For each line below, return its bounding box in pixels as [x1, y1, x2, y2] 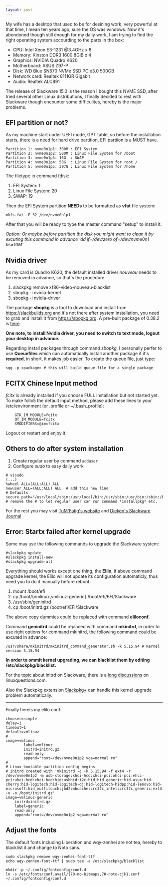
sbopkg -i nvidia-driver [12, 295, 60, 301]
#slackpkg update [5, 550, 42, 555]
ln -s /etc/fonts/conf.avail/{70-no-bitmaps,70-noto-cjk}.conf [5, 872, 140, 877]
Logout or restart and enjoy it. [5, 430, 67, 436]
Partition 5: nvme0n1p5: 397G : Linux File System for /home [5, 164, 136, 169]
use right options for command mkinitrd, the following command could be [5, 629, 157, 635]
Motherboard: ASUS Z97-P [12, 62, 69, 68]
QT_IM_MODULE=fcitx [14, 417, 55, 422]
